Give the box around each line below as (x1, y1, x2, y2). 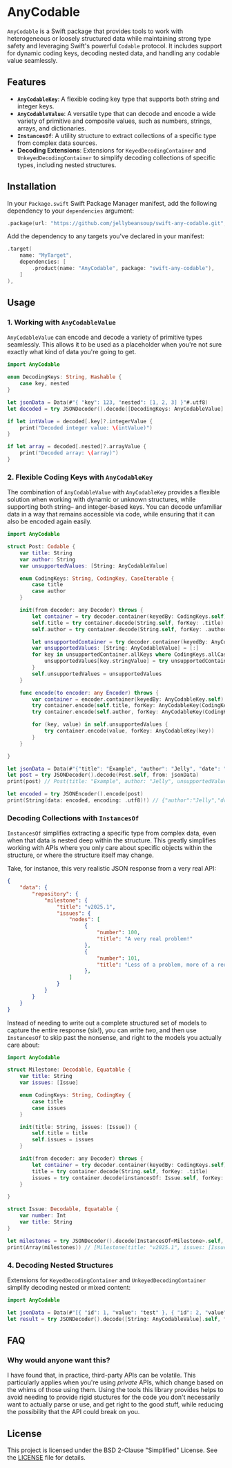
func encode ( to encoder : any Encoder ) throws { (19, 689, 159, 696)
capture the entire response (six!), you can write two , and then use (7, 1026, 197, 1034)
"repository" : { (32, 890, 79, 898)
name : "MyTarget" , (19, 252, 72, 259)
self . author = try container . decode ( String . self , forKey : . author (32, 626, 227, 632)
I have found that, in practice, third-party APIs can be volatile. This (7, 1371, 196, 1380)
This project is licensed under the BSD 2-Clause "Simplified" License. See (7, 1446, 217, 1454)
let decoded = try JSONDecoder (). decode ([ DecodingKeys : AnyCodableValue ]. (7, 405, 227, 412)
